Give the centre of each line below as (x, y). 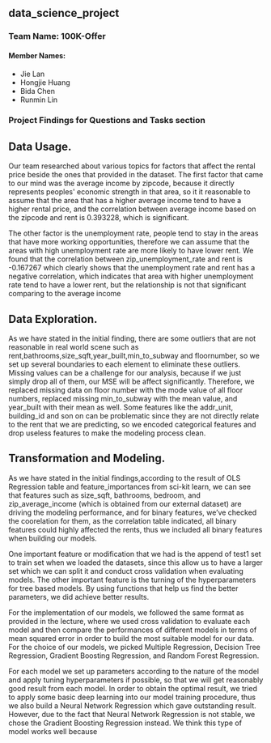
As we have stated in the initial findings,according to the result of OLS (125, 478)
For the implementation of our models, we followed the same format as (126, 612)
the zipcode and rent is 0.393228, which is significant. (99, 218)
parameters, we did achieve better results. (79, 597)
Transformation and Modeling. (87, 459)
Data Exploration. (53, 319)
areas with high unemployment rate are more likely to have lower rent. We (131, 251)
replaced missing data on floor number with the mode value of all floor (126, 390)
